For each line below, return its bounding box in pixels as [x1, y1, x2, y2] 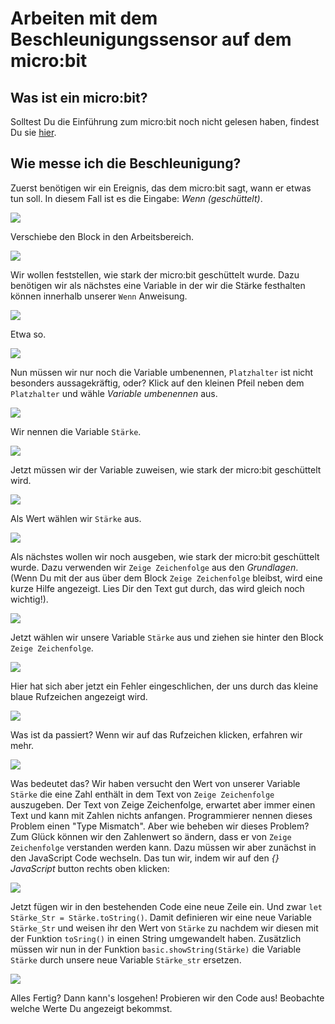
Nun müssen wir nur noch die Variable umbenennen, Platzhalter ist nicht [10, 366, 314, 378]
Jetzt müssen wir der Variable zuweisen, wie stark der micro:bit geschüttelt [10, 463, 322, 476]
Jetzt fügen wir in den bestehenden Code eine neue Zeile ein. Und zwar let [10, 900, 323, 912]
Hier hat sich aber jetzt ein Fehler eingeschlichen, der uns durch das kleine [10, 680, 319, 692]
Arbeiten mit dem [10, 7, 158, 30]
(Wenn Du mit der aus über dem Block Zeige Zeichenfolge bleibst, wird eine [10, 572, 323, 584]
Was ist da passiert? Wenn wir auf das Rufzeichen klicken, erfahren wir [10, 728, 303, 741]
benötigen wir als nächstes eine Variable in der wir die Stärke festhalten [10, 279, 306, 291]
